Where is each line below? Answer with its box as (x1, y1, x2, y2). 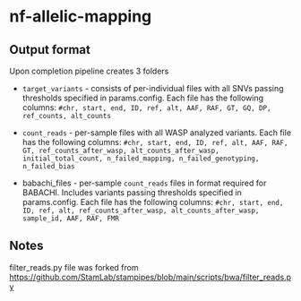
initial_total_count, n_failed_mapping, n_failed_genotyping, (21, 154, 260, 163)
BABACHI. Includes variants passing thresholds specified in (21, 187, 242, 198)
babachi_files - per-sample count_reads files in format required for (21, 177, 267, 188)
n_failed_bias (21, 162, 75, 171)
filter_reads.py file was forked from (9, 262, 139, 272)
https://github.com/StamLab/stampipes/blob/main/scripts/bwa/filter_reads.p (9, 271, 292, 282)
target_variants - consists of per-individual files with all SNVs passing (21, 83, 284, 93)
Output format (9, 42, 91, 57)
